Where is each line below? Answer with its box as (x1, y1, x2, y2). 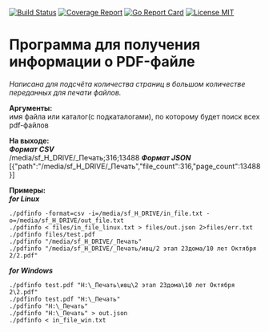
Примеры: (9, 185, 46, 195)
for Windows (9, 265, 54, 275)
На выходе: (9, 136, 50, 145)
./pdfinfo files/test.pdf (9, 230, 95, 238)
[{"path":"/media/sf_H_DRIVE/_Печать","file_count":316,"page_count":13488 (9, 161, 261, 171)
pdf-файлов (9, 120, 49, 130)
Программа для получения (9, 36, 201, 54)
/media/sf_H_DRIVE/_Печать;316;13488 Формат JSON (9, 152, 191, 162)
